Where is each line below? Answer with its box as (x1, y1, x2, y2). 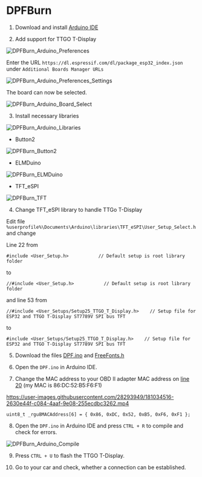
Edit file (6, 217, 25, 225)
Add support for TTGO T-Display (15, 35, 97, 42)
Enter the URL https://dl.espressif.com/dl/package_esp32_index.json (6, 59, 183, 66)
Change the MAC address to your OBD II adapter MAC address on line (15, 375, 190, 382)
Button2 (15, 136, 35, 143)
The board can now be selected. (6, 88, 87, 96)
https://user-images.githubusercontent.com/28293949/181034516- (6, 393, 174, 400)
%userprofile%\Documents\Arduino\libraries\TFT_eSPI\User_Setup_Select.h (6, 224, 197, 230)
